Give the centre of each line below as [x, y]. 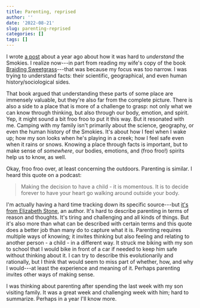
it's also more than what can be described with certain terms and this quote [99, 224]
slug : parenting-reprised [38, 28]
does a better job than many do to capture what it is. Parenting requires [94, 230]
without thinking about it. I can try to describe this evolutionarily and [90, 255]
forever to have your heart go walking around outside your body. [100, 193]
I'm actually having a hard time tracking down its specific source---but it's [97, 205]
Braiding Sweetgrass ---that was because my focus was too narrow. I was [96, 69]
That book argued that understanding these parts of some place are [90, 94]
